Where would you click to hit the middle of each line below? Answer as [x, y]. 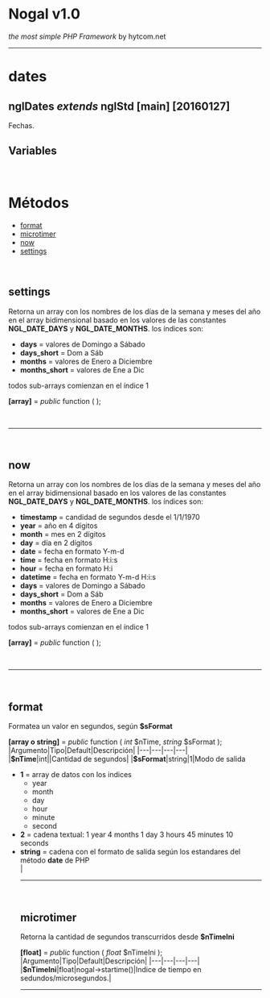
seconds [34, 843]
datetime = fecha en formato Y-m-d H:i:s [88, 577]
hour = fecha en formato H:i [66, 568]
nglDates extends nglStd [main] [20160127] [119, 106]
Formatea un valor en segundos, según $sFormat [90, 726]
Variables [33, 151]
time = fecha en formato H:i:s [69, 560]
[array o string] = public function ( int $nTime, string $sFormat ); [115, 742]
